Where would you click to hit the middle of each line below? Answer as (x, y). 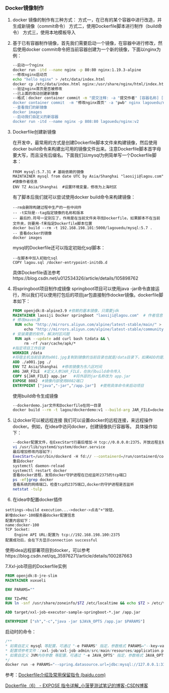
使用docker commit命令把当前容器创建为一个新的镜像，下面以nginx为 (89, 49)
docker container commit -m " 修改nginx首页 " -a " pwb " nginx (76, 103)
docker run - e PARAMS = (29, 665)
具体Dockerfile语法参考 (36, 272)
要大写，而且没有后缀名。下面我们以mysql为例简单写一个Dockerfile (82, 155)
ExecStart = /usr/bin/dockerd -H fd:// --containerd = (68, 456)
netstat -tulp (27, 490)
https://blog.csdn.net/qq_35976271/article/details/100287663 (69, 556)
